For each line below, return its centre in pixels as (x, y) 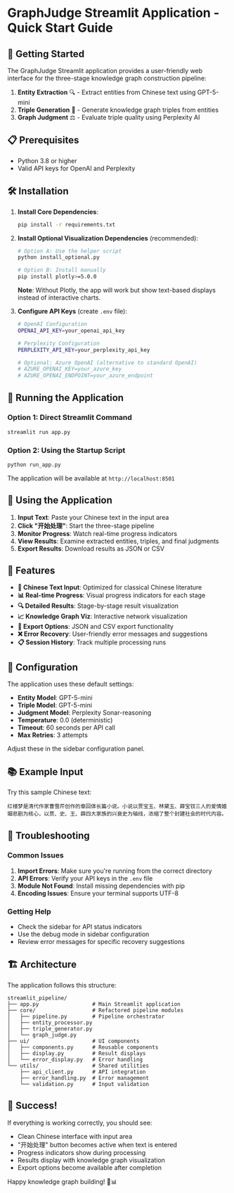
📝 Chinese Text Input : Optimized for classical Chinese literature (110, 587)
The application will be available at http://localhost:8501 (91, 478)
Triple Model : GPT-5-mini (55, 706)
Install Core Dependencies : (58, 212)
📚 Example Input (45, 772)
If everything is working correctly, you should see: (80, 1123)
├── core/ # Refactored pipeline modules (96, 1010)
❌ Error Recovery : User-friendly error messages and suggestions (112, 634)
